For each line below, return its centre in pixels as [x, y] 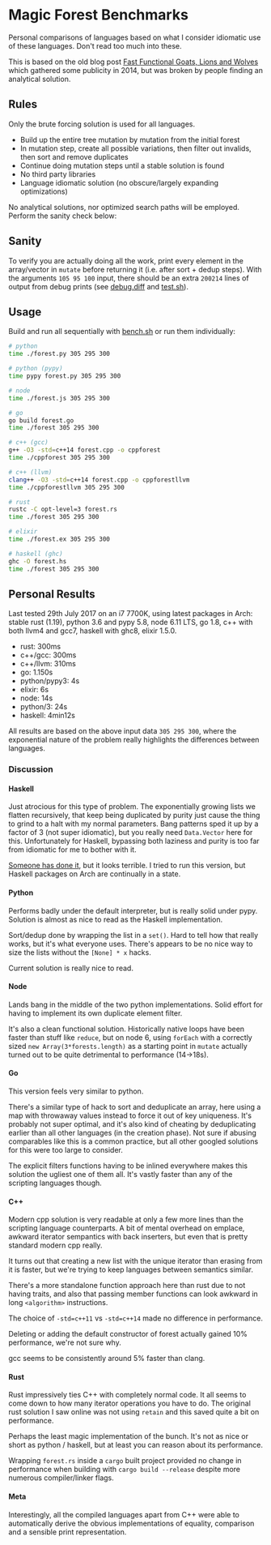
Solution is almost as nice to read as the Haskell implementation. [116, 919]
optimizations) [44, 191]
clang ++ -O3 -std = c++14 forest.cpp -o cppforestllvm [99, 480]
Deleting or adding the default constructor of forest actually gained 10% [128, 1334]
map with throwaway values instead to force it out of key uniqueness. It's [130, 1115]
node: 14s [36, 698]
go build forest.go [41, 420]
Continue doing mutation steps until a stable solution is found [122, 165]
